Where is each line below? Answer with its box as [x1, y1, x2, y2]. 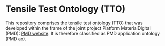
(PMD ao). [5, 36, 27, 42]
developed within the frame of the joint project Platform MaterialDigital [5, 25, 151, 31]
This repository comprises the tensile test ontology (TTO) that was [5, 20, 143, 26]
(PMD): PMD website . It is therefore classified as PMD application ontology [5, 30, 160, 36]
